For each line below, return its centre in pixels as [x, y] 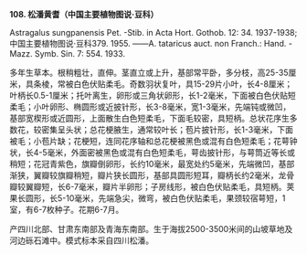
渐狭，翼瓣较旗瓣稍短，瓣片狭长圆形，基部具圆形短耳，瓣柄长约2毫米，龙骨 [152, 175]
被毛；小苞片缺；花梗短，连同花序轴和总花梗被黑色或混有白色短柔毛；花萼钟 [153, 141]
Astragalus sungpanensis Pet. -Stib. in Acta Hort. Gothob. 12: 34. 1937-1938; [153, 32]
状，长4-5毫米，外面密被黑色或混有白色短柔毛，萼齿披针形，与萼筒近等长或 [152, 153]
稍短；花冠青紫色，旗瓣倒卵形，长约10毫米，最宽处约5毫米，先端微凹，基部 [152, 164]
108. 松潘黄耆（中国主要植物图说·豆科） [84, 14]
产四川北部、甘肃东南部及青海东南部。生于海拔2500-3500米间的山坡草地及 [151, 229]
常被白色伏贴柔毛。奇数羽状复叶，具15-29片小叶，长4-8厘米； [175, 84]
